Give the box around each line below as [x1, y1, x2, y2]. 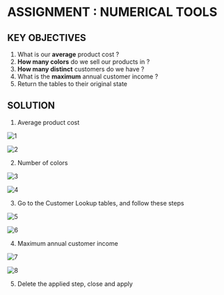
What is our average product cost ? [17, 50, 120, 58]
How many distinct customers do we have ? [17, 65, 145, 73]
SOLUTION [7, 100, 56, 112]
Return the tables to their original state [17, 80, 127, 87]
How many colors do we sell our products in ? [17, 58, 150, 66]
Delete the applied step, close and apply [17, 279, 134, 288]
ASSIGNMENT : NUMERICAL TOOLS [7, 4, 218, 20]
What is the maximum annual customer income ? [17, 72, 159, 81]
